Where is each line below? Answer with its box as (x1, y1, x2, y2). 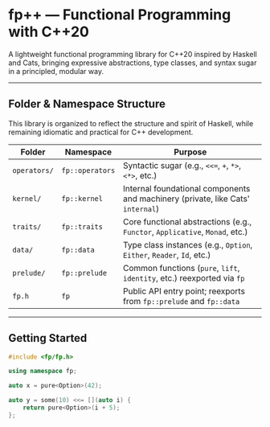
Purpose (174, 146, 207, 158)
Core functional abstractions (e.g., (123, 216, 252, 227)
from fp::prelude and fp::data (123, 295, 240, 306)
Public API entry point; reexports (123, 285, 245, 297)
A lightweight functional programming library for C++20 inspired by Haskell (8, 49, 257, 59)
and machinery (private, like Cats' (123, 193, 251, 204)
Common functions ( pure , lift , (123, 262, 240, 273)
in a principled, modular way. (8, 66, 104, 76)
